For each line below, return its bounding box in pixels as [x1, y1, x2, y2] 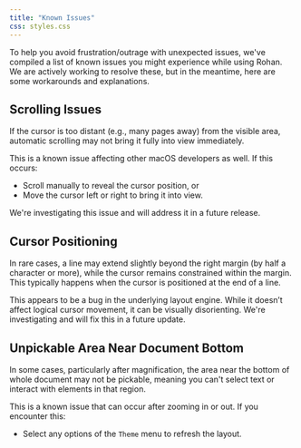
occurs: [9, 162, 38, 173]
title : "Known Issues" [9, 13, 95, 23]
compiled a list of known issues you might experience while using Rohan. [9, 56, 283, 67]
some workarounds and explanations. [9, 75, 150, 86]
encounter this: [9, 410, 66, 422]
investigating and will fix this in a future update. [9, 314, 186, 325]
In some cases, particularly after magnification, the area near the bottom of [9, 364, 290, 375]
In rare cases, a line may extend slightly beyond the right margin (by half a [9, 258, 286, 268]
